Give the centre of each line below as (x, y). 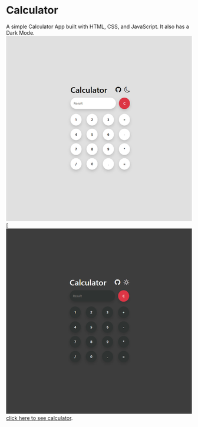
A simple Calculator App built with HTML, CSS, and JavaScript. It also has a (98, 26)
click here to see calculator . (39, 418)
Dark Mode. (20, 32)
